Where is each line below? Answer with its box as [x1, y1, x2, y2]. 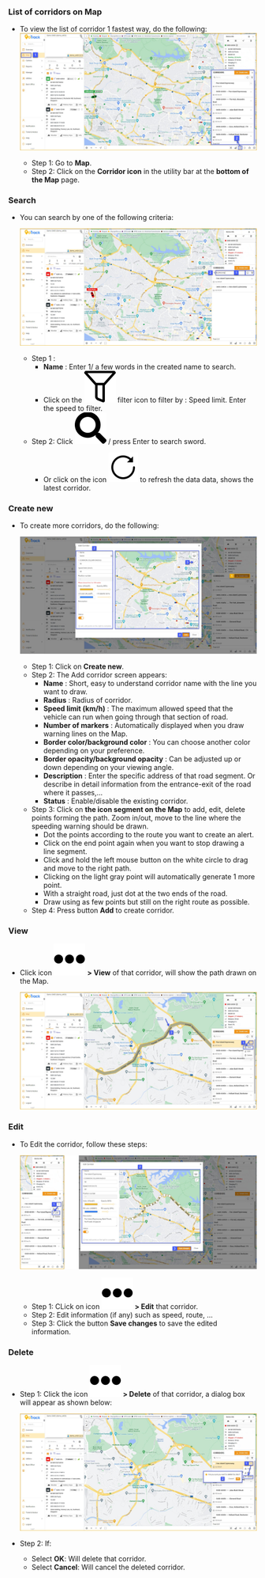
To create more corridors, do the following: [19, 521, 159, 530]
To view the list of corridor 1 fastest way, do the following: [19, 25, 207, 34]
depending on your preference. [43, 745, 145, 755]
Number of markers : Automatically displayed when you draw [43, 720, 244, 730]
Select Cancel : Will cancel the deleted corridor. [31, 1562, 185, 1572]
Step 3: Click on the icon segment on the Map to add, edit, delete [31, 804, 246, 814]
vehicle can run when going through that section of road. [43, 711, 229, 722]
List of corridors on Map [8, 6, 103, 17]
